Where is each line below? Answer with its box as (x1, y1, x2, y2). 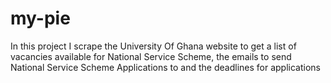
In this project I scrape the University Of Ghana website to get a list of (10, 40, 297, 52)
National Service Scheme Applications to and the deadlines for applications (10, 61, 321, 73)
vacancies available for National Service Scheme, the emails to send (10, 50, 292, 62)
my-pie (10, 7, 71, 30)
